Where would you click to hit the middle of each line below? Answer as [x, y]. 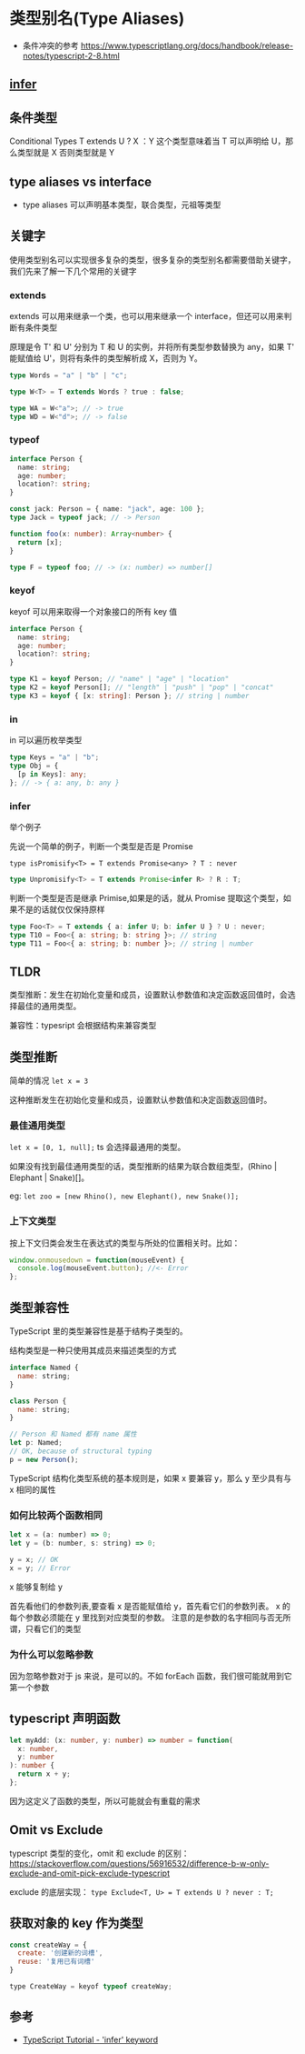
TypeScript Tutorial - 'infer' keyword [90, 2039]
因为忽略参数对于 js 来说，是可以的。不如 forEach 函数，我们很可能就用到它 [151, 1676]
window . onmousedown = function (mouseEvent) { [97, 1260]
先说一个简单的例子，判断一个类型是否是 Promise [101, 846]
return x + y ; [44, 1774]
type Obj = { [34, 766]
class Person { [38, 1401]
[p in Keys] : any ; [53, 774]
